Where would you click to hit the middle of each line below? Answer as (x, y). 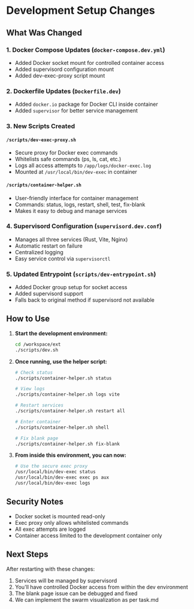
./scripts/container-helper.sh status (63, 378)
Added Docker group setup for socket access (71, 287)
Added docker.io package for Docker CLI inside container (87, 104)
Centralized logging (39, 252)
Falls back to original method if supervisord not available (84, 300)
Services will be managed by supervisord (66, 580)
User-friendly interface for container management (77, 198)
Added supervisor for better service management (76, 111)
